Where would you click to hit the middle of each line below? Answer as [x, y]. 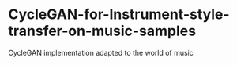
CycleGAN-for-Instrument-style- [119, 14]
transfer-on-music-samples [102, 31]
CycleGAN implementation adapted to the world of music [101, 52]
